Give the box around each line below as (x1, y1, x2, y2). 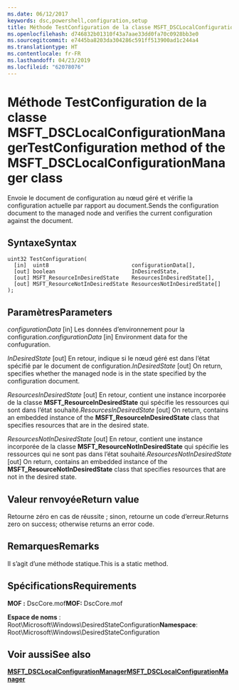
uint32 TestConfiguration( (7, 256, 87, 263)
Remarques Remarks (7, 540, 100, 552)
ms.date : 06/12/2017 (7, 10, 69, 18)
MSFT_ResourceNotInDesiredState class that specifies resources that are (7, 465, 226, 474)
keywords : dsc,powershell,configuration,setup (7, 17, 148, 24)
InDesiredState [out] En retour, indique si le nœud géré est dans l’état (7, 354, 210, 363)
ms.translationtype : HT (7, 43, 78, 51)
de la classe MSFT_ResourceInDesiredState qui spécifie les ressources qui (7, 398, 230, 407)
